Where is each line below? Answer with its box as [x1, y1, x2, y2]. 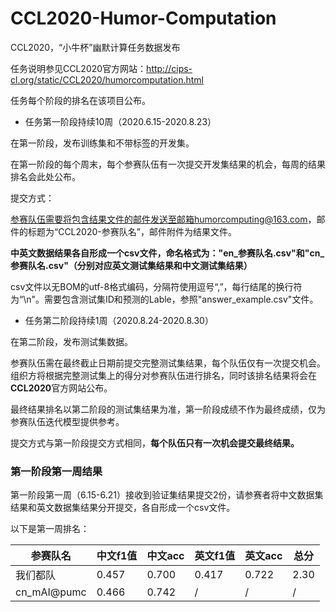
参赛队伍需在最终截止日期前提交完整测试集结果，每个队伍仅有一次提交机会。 [10, 357, 326, 369]
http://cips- [146, 62, 193, 74]
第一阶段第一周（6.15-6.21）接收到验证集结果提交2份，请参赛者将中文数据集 [10, 489, 324, 501]
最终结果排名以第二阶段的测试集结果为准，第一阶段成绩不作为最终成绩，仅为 [10, 403, 326, 415]
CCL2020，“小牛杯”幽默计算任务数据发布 [10, 41, 181, 53]
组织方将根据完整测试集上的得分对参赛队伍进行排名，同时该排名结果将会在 [10, 369, 317, 381]
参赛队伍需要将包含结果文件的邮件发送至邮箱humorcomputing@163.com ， [10, 213, 317, 225]
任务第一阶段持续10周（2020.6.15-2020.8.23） [24, 115, 217, 127]
